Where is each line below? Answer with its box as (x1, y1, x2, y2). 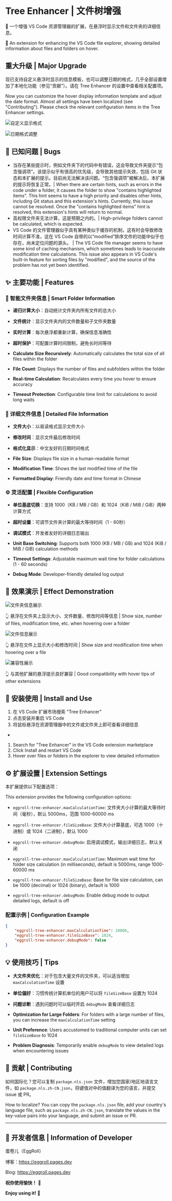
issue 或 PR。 (5, 1091, 34, 1097)
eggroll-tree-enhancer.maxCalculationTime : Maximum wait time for (12, 856, 156, 862)
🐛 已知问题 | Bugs (5, 148, 61, 156)
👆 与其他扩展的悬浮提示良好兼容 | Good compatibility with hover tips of (5, 670, 155, 677)
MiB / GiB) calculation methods (12, 545, 78, 552)
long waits (12, 397, 35, 403)
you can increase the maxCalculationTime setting (12, 1016, 116, 1023)
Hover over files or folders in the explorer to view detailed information (12, 753, 160, 759)
